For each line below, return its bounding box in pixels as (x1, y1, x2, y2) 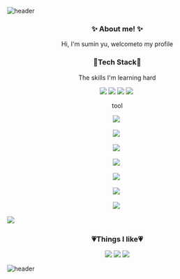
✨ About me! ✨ (91, 24, 143, 34)
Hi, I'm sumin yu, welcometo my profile (61, 40, 173, 48)
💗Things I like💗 (91, 234, 143, 244)
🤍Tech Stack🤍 (93, 57, 142, 67)
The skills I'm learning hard (78, 73, 156, 82)
